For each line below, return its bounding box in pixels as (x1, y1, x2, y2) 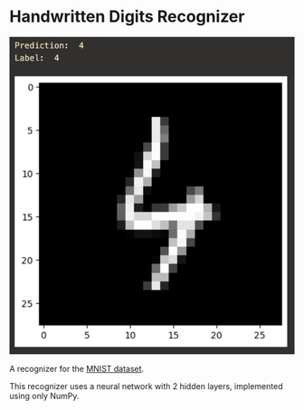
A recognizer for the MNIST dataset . (9, 363, 145, 374)
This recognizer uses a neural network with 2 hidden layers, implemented (9, 380, 283, 391)
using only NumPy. (9, 390, 80, 401)
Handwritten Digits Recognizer (9, 6, 245, 27)
